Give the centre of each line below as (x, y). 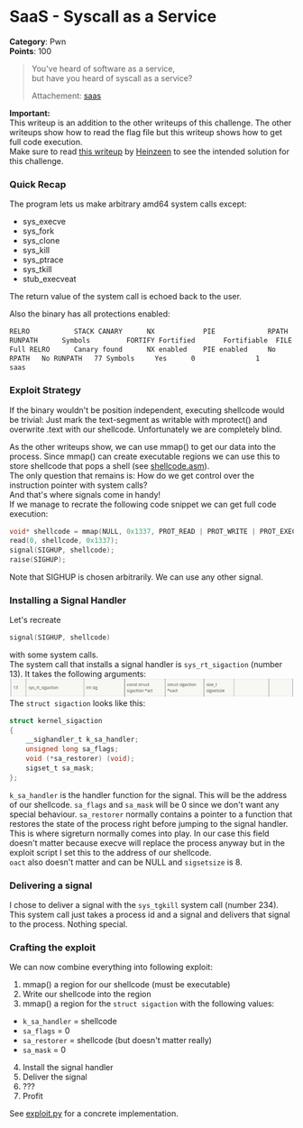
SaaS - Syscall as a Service (113, 17)
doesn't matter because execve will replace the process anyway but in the (147, 843)
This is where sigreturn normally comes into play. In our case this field (139, 833)
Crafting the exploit (53, 948)
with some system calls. (54, 655)
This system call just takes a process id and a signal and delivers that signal (150, 915)
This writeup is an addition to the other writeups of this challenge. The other (151, 123)
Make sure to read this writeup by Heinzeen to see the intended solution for (150, 151)
